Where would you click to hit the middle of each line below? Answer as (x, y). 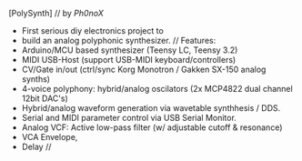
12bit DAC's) (45, 98)
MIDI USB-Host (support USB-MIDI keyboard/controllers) (129, 60)
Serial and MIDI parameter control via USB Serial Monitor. (129, 118)
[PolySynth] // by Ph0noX (56, 13)
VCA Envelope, (50, 137)
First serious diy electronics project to (93, 30)
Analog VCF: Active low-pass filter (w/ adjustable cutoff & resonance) (152, 127)
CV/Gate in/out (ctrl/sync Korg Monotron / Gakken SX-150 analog (144, 69)
